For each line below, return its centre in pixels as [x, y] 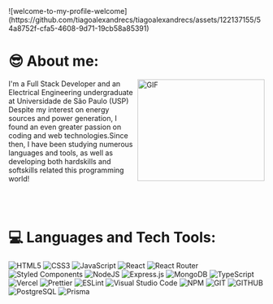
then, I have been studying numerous [71, 144]
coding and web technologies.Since [68, 135]
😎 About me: [54, 61]
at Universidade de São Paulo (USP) [69, 101]
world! [19, 178]
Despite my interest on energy [59, 109]
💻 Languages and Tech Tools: [113, 238]
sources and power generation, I [63, 118]
